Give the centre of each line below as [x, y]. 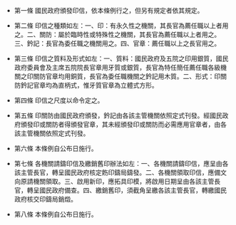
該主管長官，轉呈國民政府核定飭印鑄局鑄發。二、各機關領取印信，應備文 [120, 172]
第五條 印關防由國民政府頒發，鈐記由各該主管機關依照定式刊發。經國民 [118, 115]
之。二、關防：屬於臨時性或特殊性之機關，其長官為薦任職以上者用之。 [117, 35]
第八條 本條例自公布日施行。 [56, 214]
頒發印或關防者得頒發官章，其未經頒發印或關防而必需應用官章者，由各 [123, 124]
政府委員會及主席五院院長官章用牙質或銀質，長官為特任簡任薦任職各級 [117, 67]
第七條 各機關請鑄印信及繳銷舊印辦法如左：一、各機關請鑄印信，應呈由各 [121, 163]
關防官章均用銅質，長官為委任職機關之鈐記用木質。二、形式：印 [127, 76]
